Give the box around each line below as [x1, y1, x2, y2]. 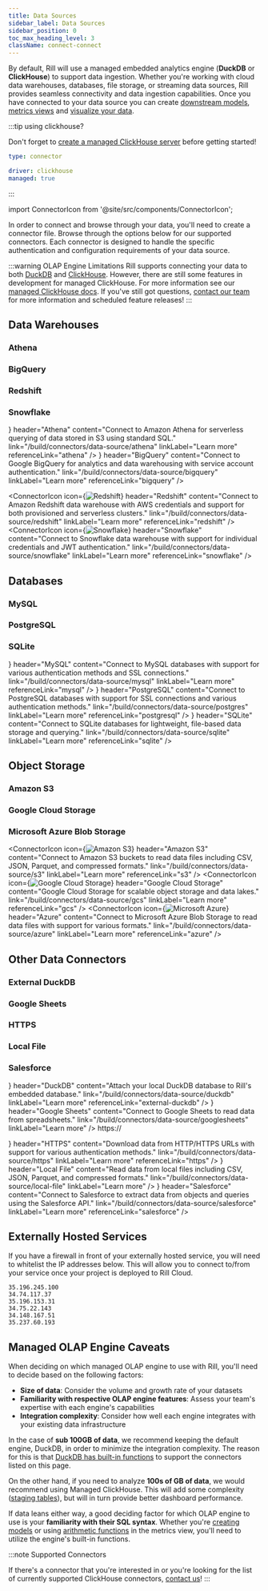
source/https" [8, 1155, 54, 1165]
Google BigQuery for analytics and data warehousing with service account [8, 459, 254, 468]
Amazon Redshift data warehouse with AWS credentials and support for [8, 500, 245, 509]
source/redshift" [8, 517, 62, 527]
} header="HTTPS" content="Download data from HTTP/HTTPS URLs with [8, 1139, 255, 1148]
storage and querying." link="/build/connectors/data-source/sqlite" [8, 727, 230, 737]
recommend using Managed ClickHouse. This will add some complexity [8, 1485, 245, 1494]
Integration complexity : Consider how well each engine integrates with [19, 1411, 256, 1421]
